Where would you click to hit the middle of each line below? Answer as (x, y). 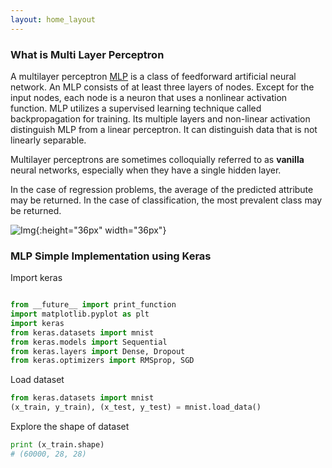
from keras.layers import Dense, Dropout (98, 351)
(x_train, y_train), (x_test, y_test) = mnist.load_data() (136, 407)
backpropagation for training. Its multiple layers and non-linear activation (160, 118)
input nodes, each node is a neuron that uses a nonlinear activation (149, 97)
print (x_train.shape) (57, 445)
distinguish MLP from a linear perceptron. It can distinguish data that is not (164, 129)
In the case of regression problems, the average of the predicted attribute (162, 189)
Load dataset (37, 380)
